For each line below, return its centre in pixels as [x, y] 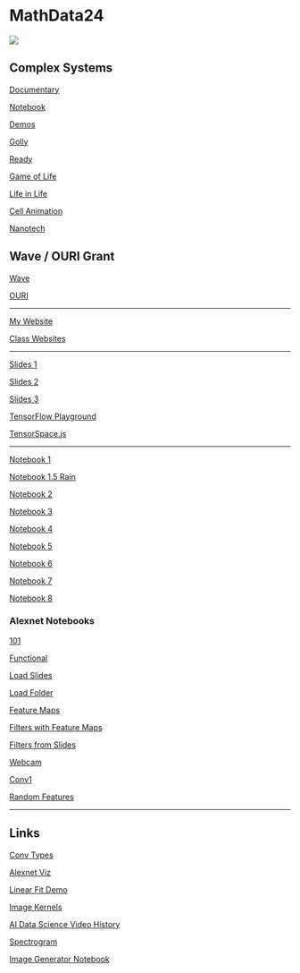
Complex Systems [61, 68]
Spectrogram [33, 942]
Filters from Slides [43, 745]
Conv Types [31, 855]
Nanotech [27, 228]
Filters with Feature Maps [56, 727]
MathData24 [57, 16]
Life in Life [29, 193]
